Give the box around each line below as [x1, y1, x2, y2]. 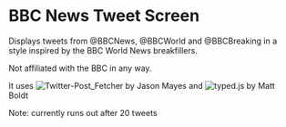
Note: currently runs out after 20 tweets [8, 107, 158, 118]
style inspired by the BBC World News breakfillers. [8, 44, 198, 55]
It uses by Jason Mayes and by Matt [8, 80, 275, 91]
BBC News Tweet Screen [8, 5, 200, 26]
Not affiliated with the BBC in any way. [8, 63, 152, 73]
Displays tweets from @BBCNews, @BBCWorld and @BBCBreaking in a [8, 35, 278, 46]
